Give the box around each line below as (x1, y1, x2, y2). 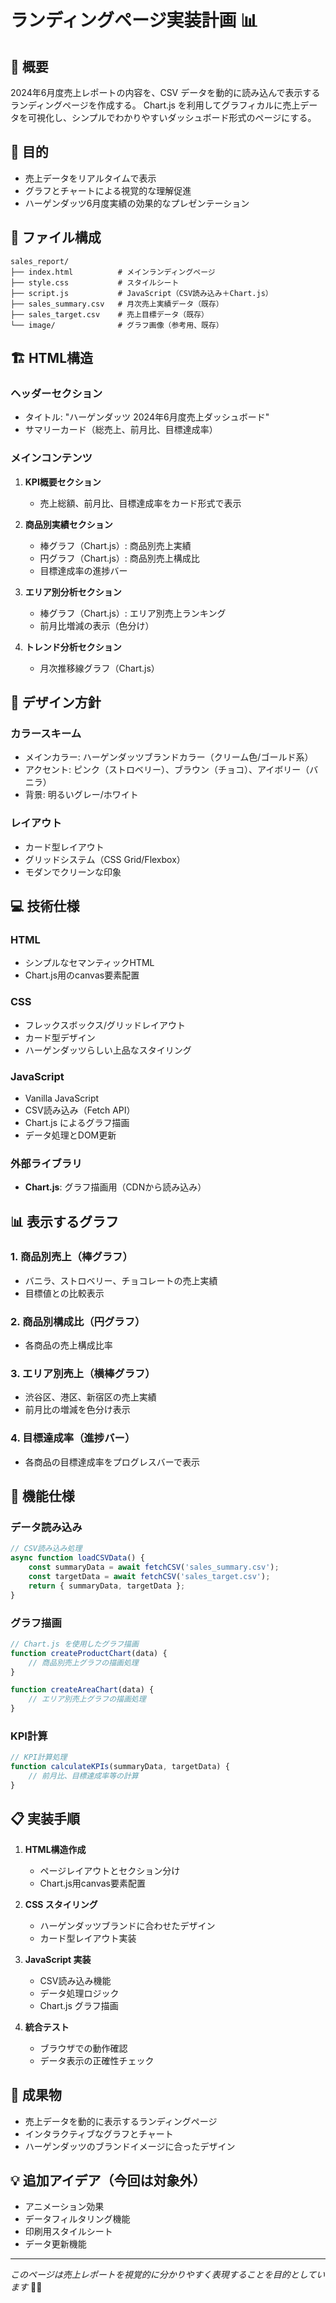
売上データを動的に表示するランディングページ (24, 2115, 218, 2127)
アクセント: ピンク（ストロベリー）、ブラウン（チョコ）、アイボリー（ (24, 764, 310, 776)
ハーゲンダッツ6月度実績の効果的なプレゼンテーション (24, 197, 250, 209)
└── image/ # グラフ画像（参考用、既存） (10, 320, 224, 330)
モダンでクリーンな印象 (24, 866, 122, 878)
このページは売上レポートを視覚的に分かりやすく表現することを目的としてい (10, 2269, 326, 2281)
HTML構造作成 (24, 1843, 87, 1855)
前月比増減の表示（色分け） (39, 619, 155, 631)
